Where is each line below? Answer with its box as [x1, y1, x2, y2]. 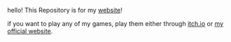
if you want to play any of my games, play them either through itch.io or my [7, 20, 224, 27]
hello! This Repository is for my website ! [7, 6, 122, 14]
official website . [7, 27, 53, 35]
